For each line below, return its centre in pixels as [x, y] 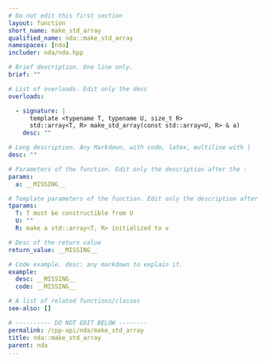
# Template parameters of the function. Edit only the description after [133, 199]
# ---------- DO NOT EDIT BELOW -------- [78, 323]
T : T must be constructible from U [74, 213]
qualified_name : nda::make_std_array [71, 38]
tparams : [23, 206]
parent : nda [28, 345]
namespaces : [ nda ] [39, 45]
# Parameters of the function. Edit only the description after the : [128, 169]
